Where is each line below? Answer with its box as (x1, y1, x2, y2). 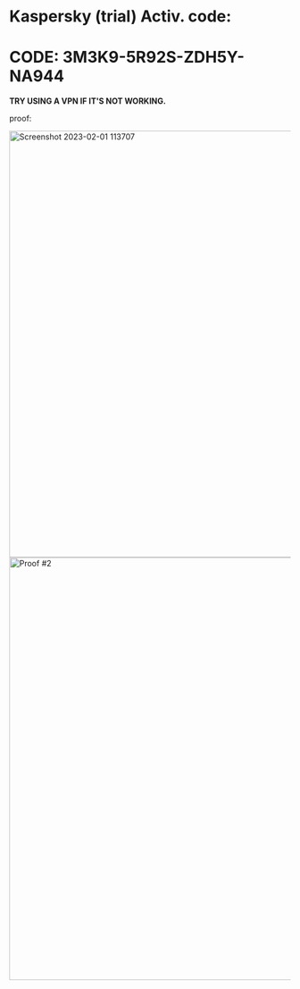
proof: (9, 113, 32, 124)
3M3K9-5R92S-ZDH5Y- (62, 47, 246, 68)
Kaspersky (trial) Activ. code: (9, 6, 232, 27)
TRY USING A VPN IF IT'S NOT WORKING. (9, 96, 167, 106)
